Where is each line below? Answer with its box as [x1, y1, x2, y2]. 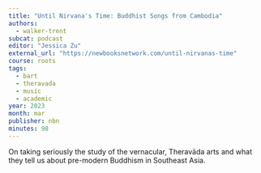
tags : [8, 65, 27, 73]
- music [15, 86, 42, 95]
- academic [15, 95, 53, 103]
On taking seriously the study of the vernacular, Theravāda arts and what [8, 146, 253, 156]
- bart [15, 72, 38, 80]
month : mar [8, 110, 45, 118]
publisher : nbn [8, 117, 60, 125]
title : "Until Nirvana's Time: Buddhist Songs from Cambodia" [8, 11, 223, 20]
